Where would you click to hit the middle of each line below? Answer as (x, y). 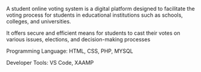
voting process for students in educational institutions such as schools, (94, 15)
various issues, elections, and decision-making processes (78, 39)
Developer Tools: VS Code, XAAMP (50, 63)
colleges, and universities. (39, 21)
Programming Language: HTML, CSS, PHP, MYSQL (70, 51)
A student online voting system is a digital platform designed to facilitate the (101, 9)
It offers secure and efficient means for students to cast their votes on (93, 33)
